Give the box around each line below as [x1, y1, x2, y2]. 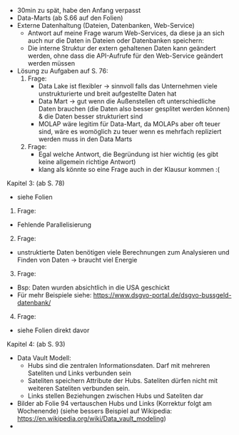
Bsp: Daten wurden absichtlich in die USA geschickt [16, 283, 171, 292]
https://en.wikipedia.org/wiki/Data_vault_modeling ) [16, 414, 167, 423]
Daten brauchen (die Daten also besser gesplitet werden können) [38, 105, 230, 113]
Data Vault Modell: [16, 354, 71, 362]
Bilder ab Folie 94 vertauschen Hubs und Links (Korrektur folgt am [16, 399, 212, 407]
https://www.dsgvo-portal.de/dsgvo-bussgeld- [93, 291, 232, 299]
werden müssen [27, 59, 76, 67]
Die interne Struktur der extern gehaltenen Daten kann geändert [27, 44, 216, 52]
